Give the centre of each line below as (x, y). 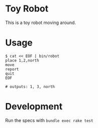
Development (34, 107)
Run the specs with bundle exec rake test (49, 120)
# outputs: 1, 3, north (30, 86)
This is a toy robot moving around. (41, 22)
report (12, 69)
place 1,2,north (22, 60)
